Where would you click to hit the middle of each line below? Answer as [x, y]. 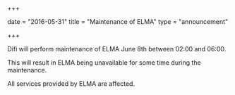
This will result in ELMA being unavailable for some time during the [104, 63]
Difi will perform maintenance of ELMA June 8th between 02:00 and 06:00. [117, 49]
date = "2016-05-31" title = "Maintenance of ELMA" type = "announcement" [118, 21]
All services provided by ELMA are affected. [71, 84]
